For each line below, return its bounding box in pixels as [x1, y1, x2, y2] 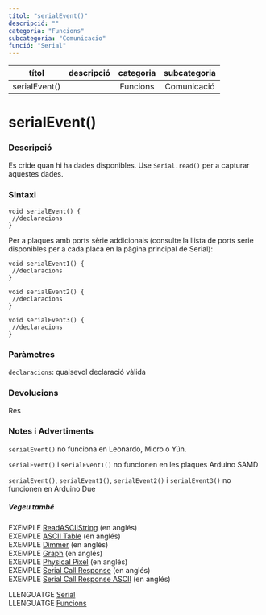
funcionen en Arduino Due [8, 484, 96, 493]
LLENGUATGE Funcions [8, 598, 87, 608]
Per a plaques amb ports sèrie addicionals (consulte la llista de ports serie [8, 235, 254, 245]
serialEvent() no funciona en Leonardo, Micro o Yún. [8, 444, 187, 454]
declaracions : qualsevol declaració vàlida [8, 368, 147, 377]
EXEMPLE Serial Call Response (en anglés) [8, 565, 151, 575]
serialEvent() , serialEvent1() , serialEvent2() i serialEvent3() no [8, 475, 231, 484]
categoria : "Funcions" [8, 27, 85, 35]
